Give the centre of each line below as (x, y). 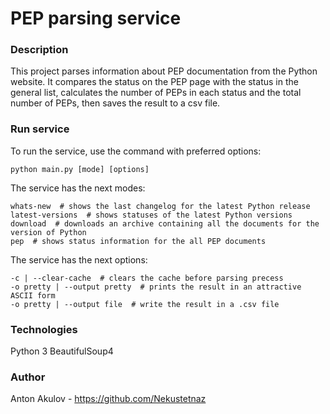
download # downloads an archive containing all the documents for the (165, 223)
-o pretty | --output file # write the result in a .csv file (145, 304)
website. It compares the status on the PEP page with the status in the (154, 82)
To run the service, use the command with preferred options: (136, 151)
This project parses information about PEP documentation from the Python (164, 71)
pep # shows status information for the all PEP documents (138, 241)
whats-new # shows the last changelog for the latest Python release (160, 206)
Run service (40, 129)
